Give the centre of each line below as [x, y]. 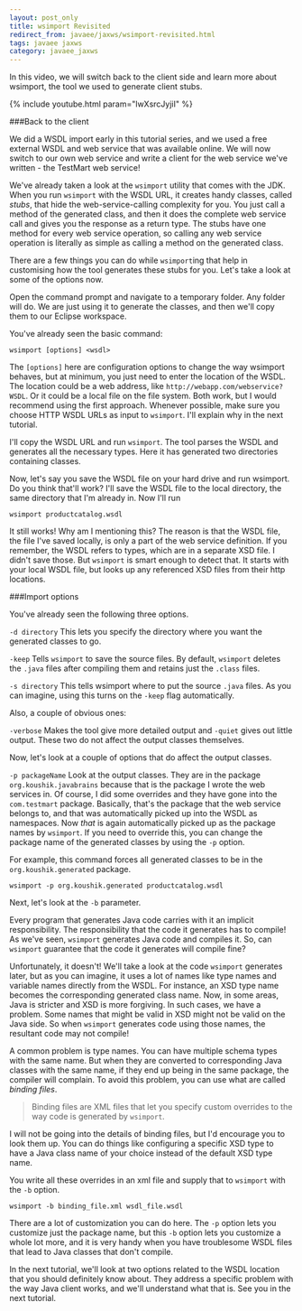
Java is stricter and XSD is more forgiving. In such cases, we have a [135, 1005]
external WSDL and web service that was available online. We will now [140, 149]
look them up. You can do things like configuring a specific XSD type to [142, 1144]
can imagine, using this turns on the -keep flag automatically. [122, 695]
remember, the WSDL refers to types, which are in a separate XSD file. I [142, 551]
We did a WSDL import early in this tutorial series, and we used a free [138, 139]
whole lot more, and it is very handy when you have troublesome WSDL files [151, 1242]
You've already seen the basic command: [86, 334]
